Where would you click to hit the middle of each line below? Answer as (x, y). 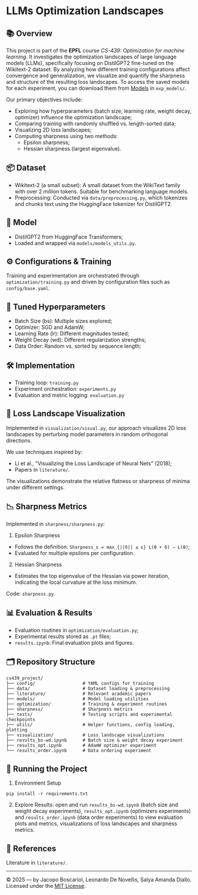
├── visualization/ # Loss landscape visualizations (85, 735)
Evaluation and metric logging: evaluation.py (70, 395)
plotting (17, 730)
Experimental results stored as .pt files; (63, 636)
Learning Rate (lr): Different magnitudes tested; (72, 334)
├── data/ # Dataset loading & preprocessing (88, 689)
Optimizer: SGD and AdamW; (49, 327)
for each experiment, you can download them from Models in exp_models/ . (96, 88)
